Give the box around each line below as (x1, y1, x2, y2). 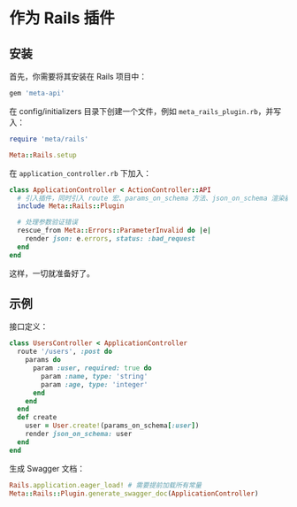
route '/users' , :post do (17, 347, 113, 357)
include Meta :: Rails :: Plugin (17, 202, 125, 211)
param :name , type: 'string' (41, 372, 148, 380)
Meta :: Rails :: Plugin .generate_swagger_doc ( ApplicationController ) (9, 488, 259, 498)
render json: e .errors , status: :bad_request (25, 234, 196, 243)
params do (25, 356, 62, 365)
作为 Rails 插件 (9, 8, 115, 28)
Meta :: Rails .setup (9, 150, 77, 159)
